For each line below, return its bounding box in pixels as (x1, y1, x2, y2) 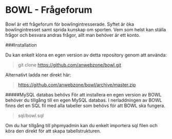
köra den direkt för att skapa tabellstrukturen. (5, 128, 101, 134)
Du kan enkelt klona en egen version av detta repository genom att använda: (5, 52, 167, 58)
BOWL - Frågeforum (5, 4, 92, 16)
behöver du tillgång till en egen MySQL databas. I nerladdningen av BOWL (5, 97, 163, 103)
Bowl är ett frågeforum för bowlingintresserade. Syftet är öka (5, 21, 135, 27)
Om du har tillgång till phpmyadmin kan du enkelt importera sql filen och (5, 122, 158, 128)
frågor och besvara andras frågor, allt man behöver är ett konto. (5, 32, 140, 38)
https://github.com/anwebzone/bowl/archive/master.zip (17, 82, 136, 88)
